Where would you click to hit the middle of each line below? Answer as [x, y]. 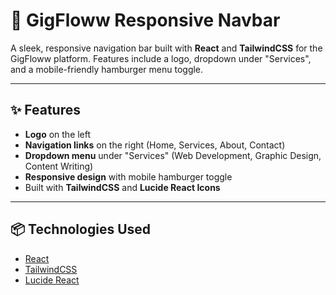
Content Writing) [59, 166]
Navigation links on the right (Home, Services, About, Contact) [155, 145]
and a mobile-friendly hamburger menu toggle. [107, 69]
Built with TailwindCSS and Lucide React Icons [122, 187]
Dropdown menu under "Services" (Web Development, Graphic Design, [173, 155]
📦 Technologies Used [81, 229]
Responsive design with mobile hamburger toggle [128, 176]
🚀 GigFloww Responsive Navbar [145, 20]
